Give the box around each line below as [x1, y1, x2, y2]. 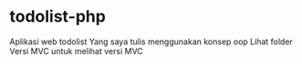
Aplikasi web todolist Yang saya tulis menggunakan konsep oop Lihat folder [9, 36, 294, 47]
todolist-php [9, 6, 107, 27]
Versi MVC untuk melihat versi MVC [9, 45, 143, 56]
